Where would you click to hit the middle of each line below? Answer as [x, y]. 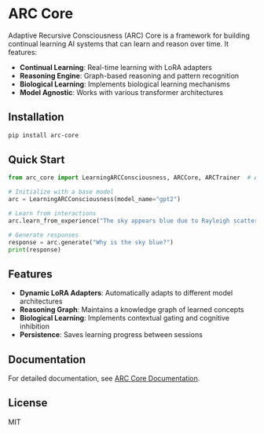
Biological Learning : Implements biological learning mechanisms [125, 84]
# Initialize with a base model [61, 192]
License [28, 403]
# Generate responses [44, 235]
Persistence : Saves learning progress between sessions [111, 335]
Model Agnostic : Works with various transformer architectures [121, 92]
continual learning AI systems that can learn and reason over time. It [119, 43]
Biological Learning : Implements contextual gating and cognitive [125, 318]
